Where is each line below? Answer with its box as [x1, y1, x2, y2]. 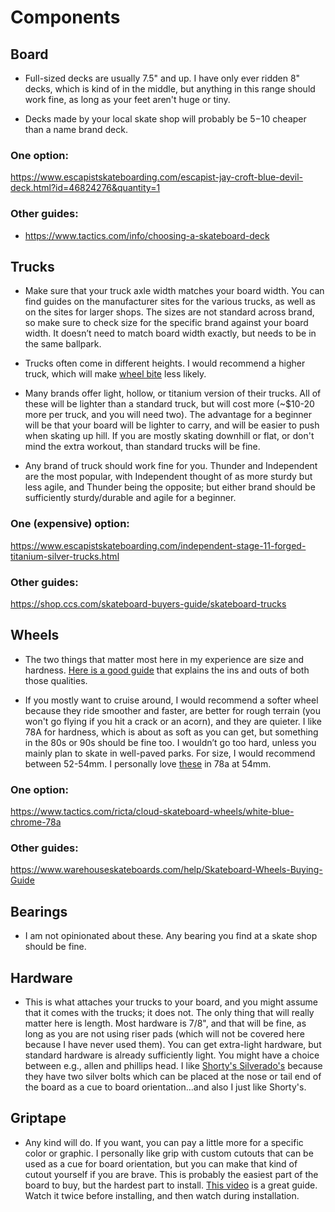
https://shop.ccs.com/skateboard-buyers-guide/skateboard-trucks [10, 598, 287, 610]
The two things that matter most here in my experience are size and [24, 653, 304, 665]
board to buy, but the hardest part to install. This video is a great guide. [24, 1179, 318, 1191]
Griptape [10, 1110, 67, 1127]
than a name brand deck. [24, 124, 128, 135]
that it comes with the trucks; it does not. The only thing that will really [24, 1007, 315, 1019]
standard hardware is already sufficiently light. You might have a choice [24, 1049, 320, 1061]
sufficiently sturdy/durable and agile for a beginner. [24, 492, 237, 504]
